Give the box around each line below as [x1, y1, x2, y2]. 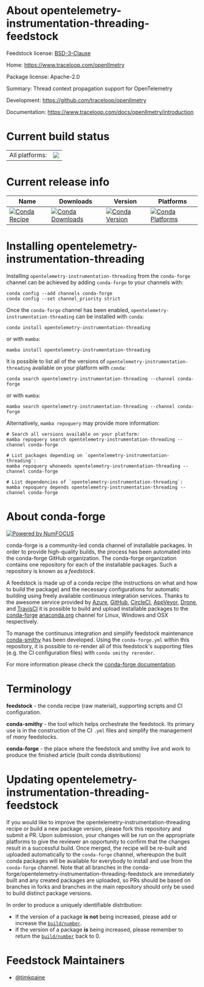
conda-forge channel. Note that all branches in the [6, 863, 132, 871]
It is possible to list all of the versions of [6, 358, 106, 365]
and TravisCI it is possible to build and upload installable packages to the [6, 605, 189, 612]
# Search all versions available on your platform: [6, 431, 140, 437]
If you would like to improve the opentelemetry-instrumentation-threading [6, 818, 191, 826]
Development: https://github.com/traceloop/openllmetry [6, 97, 147, 104]
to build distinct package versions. [6, 889, 92, 897]
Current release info [6, 175, 110, 189]
